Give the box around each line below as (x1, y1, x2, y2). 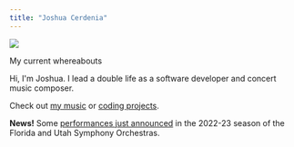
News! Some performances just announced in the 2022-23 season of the (9, 117, 285, 128)
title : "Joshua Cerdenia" (9, 13, 107, 23)
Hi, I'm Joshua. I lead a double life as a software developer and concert (9, 73, 277, 83)
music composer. (9, 83, 75, 93)
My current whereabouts (9, 55, 103, 66)
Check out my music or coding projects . (9, 100, 159, 111)
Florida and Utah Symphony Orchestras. (9, 127, 160, 138)
